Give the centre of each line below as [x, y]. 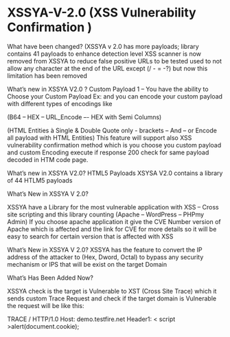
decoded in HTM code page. [48, 159]
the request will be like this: [46, 305]
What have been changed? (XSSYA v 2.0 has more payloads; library [103, 46]
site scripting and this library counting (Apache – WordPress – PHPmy [106, 214]
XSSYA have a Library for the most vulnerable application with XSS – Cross [113, 207]
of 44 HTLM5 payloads [40, 180]
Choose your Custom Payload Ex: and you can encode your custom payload [115, 96]
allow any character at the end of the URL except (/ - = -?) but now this [107, 68]
